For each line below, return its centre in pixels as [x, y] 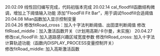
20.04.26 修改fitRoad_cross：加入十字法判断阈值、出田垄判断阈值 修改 [75, 25]
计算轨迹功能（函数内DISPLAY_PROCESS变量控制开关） [61, 43]
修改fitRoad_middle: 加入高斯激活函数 [42, 49]
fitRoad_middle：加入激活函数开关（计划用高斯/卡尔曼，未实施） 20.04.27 [79, 31]
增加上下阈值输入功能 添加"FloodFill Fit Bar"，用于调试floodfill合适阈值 [83, 13]
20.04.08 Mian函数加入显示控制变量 [41, 19]
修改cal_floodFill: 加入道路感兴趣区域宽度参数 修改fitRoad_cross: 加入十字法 [80, 37]
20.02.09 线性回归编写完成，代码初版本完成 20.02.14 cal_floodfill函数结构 [78, 7]
